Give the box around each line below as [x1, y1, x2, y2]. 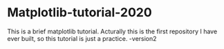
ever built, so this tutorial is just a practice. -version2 [7, 34, 157, 42]
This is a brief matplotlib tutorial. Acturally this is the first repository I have [7, 27, 218, 35]
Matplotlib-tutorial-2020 [7, 5, 152, 20]
